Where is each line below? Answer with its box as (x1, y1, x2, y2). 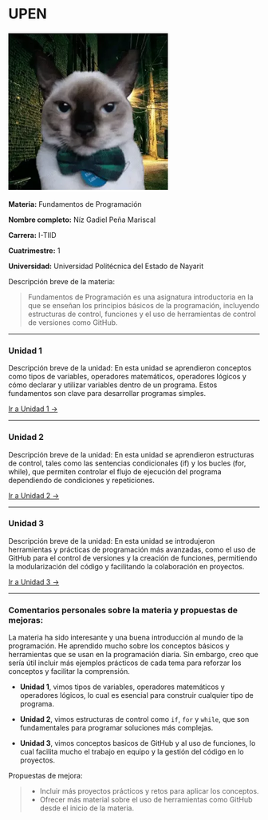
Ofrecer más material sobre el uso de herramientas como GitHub (39, 795, 253, 805)
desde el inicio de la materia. (39, 803, 134, 813)
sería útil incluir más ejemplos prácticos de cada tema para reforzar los (8, 658, 242, 667)
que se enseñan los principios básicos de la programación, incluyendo (27, 300, 260, 310)
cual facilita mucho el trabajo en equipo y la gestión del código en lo (19, 747, 245, 757)
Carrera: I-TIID (8, 230, 57, 240)
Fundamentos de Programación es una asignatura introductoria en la (27, 292, 254, 302)
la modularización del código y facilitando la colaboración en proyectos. (8, 561, 245, 571)
